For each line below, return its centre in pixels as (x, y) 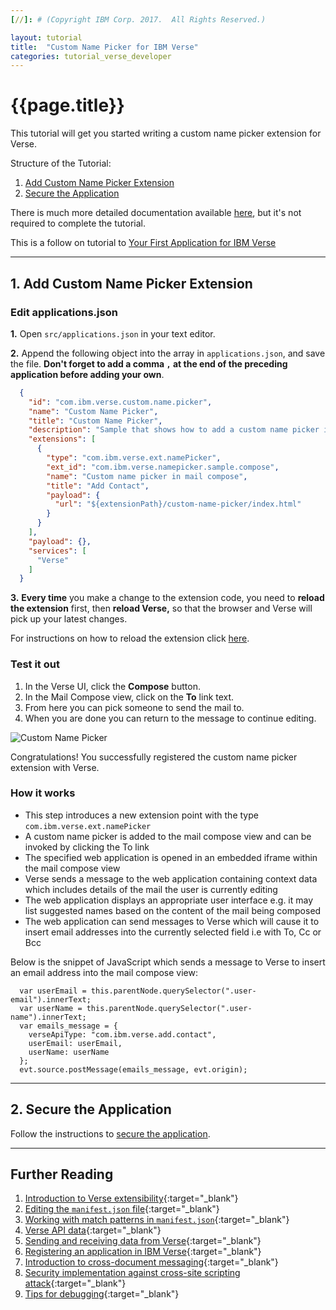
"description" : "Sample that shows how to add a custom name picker (174, 430)
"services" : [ (57, 551)
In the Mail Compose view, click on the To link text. (129, 697)
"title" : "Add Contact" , (98, 486)
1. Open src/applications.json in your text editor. (113, 333)
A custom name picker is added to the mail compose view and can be (168, 836)
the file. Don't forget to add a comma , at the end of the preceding (149, 363)
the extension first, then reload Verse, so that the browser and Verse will (161, 608)
